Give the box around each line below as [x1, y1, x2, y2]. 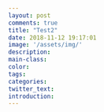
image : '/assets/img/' [8, 41, 83, 49]
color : [8, 63, 30, 71]
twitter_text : [8, 84, 55, 93]
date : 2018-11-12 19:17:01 [8, 33, 97, 42]
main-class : [8, 56, 47, 64]
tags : [8, 70, 26, 78]
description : [8, 48, 51, 56]
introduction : [8, 92, 55, 100]
